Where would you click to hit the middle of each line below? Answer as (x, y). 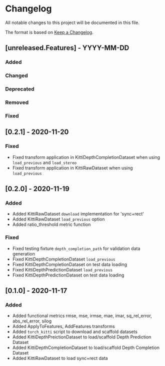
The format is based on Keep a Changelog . (49, 32)
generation (23, 253)
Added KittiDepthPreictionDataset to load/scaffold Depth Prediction (82, 337)
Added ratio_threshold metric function (51, 224)
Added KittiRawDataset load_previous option (58, 219)
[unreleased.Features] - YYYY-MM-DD (67, 48)
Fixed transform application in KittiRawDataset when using (73, 167)
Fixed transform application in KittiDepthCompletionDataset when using (86, 157)
